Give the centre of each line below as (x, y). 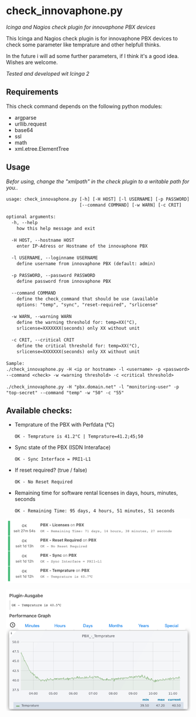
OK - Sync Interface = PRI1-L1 (53, 459)
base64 (24, 130)
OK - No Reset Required (44, 482)
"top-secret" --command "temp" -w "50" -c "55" (65, 393)
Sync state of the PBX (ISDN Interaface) (63, 448)
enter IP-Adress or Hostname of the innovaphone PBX (82, 246)
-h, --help (25, 222)
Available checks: (39, 410)
